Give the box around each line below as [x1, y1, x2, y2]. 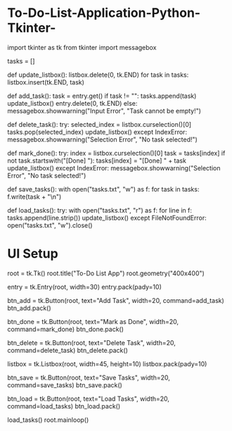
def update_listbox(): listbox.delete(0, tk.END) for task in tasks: [7, 70, 189, 79]
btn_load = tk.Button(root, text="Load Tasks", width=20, [7, 394, 170, 403]
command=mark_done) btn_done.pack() [7, 325, 124, 333]
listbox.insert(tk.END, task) [7, 77, 84, 86]
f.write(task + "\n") [7, 192, 62, 201]
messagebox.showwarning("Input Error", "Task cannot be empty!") [7, 106, 202, 115]
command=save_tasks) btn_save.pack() [7, 380, 123, 389]
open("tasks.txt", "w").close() [7, 220, 93, 230]
